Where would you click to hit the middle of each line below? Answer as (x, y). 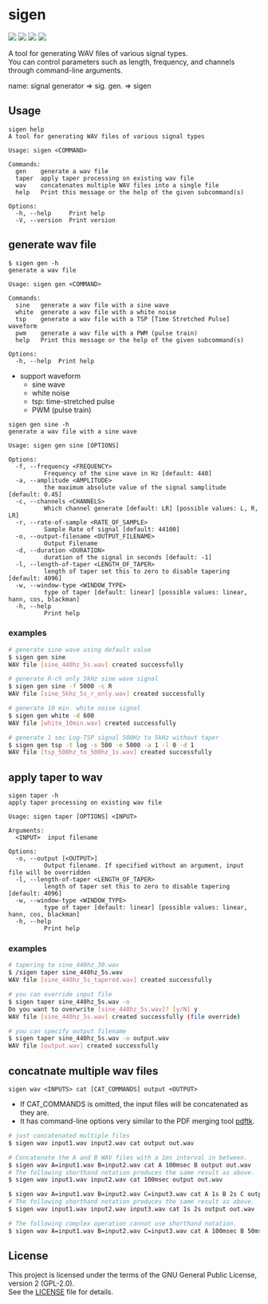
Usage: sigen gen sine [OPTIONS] (64, 445)
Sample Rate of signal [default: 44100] (112, 529)
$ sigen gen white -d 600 (51, 716)
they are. (34, 1113)
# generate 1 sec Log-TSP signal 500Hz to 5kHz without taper (114, 737)
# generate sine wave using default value (80, 650)
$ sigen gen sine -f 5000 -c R (60, 686)
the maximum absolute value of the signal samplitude (135, 487)
